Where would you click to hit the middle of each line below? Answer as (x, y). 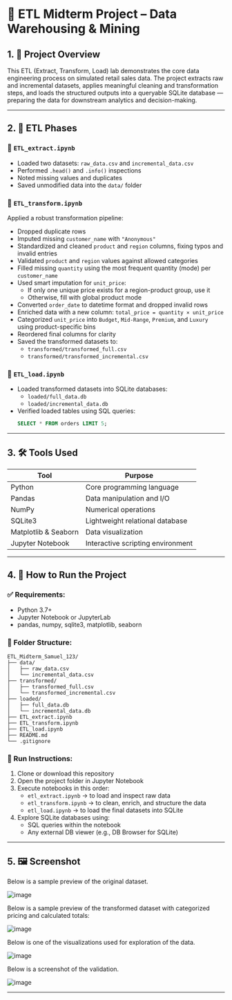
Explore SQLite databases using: (64, 818)
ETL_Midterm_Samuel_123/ (43, 656)
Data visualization (114, 532)
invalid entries (37, 253)
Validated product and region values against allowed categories (107, 260)
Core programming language (132, 487)
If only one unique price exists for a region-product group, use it (119, 290)
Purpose (139, 475)
